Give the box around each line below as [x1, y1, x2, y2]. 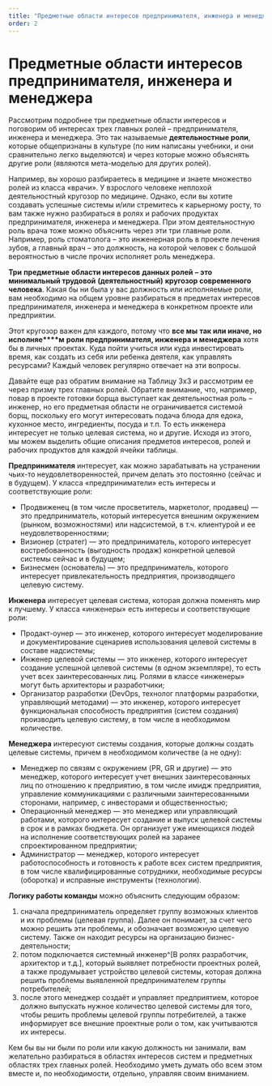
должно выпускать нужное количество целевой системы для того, [19, 1002, 253, 1011]
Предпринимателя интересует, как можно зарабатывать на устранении [8, 461, 261, 471]
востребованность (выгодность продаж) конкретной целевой [19, 545, 236, 555]
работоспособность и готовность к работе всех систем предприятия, [19, 858, 263, 868]
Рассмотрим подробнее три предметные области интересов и [8, 115, 227, 126]
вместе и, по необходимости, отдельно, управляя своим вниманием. [8, 1069, 249, 1079]
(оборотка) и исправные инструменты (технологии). [19, 875, 202, 885]
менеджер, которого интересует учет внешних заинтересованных [19, 772, 251, 782]
